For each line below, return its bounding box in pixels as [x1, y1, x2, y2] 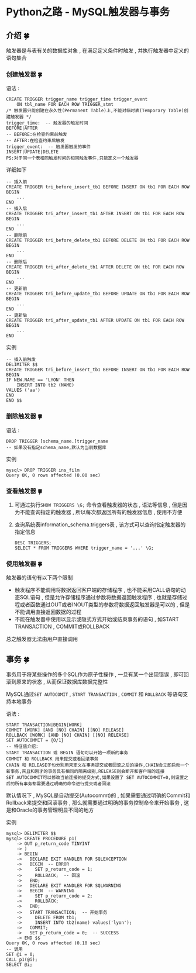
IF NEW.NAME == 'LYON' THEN [6, 377, 75, 383]
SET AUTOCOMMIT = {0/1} [6, 737, 64, 743]
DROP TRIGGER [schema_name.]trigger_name [6, 438, 109, 444]
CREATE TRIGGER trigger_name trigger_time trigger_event [6, 96, 148, 102]
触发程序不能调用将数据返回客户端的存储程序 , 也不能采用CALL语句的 [14, 586, 181, 594]
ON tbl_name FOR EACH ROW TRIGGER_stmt [16, 102, 114, 108]
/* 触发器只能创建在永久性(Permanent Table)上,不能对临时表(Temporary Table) [6, 108, 184, 114]
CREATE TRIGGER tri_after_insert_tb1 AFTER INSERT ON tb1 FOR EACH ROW [6, 211, 184, 217]
